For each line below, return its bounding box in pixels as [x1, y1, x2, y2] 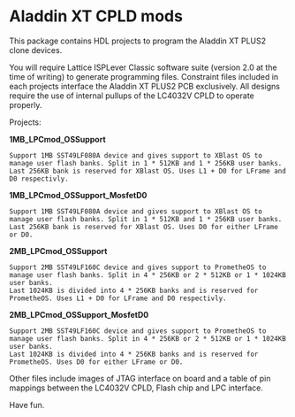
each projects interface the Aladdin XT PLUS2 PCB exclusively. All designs [9, 81, 281, 91]
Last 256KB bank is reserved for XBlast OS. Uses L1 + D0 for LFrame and [9, 166, 287, 175]
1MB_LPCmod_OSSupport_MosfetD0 [9, 189, 147, 200]
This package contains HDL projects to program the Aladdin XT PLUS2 [9, 35, 267, 46]
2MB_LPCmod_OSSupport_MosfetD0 [9, 309, 149, 320]
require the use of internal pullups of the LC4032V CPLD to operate [9, 90, 254, 101]
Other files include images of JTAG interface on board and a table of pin [9, 373, 271, 383]
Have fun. [9, 399, 45, 410]
